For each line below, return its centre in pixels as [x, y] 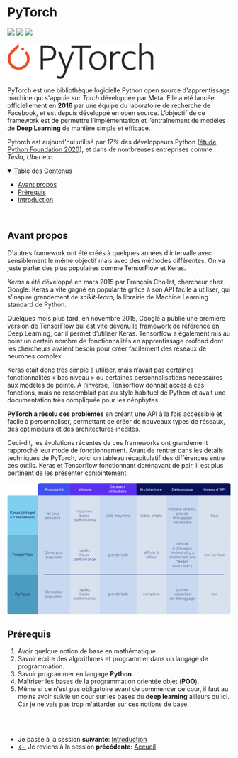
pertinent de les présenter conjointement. [68, 473]
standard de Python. [37, 304]
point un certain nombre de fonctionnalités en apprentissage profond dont [115, 341]
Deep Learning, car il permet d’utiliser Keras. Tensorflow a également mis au [119, 333]
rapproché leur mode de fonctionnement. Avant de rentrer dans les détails [115, 450]
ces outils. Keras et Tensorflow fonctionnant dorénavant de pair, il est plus [115, 465]
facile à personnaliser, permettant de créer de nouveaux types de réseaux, [116, 421]
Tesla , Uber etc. [31, 156]
